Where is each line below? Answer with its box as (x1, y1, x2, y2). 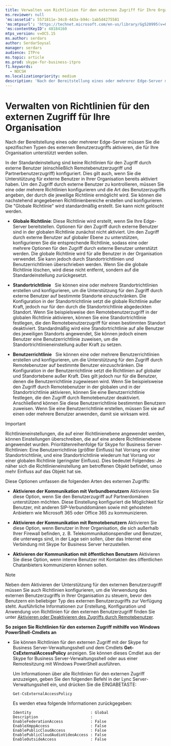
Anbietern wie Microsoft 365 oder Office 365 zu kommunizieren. (12, 509, 149, 515)
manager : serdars (5, 45, 42, 50)
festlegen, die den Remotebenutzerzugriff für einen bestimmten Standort (12, 320, 166, 326)
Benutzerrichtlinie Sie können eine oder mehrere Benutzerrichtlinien (12, 351, 160, 357)
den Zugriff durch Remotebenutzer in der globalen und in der (12, 384, 141, 390)
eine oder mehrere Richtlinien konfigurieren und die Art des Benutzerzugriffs (5, 186, 166, 192)
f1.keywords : (5, 64, 33, 69)
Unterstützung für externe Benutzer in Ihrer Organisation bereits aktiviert (5, 176, 158, 182)
